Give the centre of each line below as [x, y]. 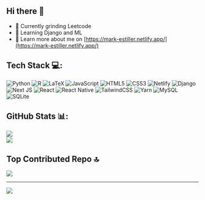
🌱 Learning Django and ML [49, 32]
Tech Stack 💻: [34, 66]
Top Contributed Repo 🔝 [53, 159]
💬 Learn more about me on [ [51, 39]
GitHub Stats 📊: [38, 117]
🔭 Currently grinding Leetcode [53, 26]
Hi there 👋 [25, 11]
